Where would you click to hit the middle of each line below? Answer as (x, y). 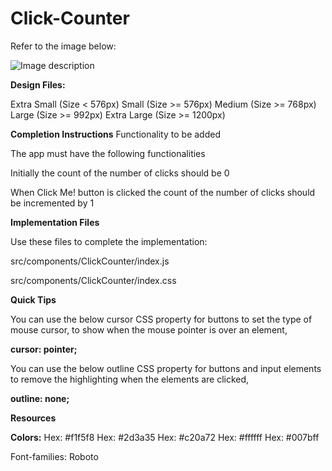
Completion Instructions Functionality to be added (115, 134)
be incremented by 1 (52, 203)
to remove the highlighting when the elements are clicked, (130, 379)
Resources (33, 418)
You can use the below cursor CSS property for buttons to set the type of (161, 319)
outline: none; (40, 398)
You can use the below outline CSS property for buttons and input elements (166, 368)
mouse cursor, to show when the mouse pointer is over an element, (149, 329)
